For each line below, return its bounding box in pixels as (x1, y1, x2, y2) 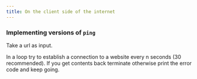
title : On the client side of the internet (6, 8, 116, 15)
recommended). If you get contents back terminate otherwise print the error (6, 59, 192, 67)
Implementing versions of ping (6, 28, 96, 36)
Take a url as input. (6, 42, 53, 49)
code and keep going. (6, 66, 60, 73)
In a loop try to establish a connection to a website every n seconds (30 (6, 53, 182, 60)
